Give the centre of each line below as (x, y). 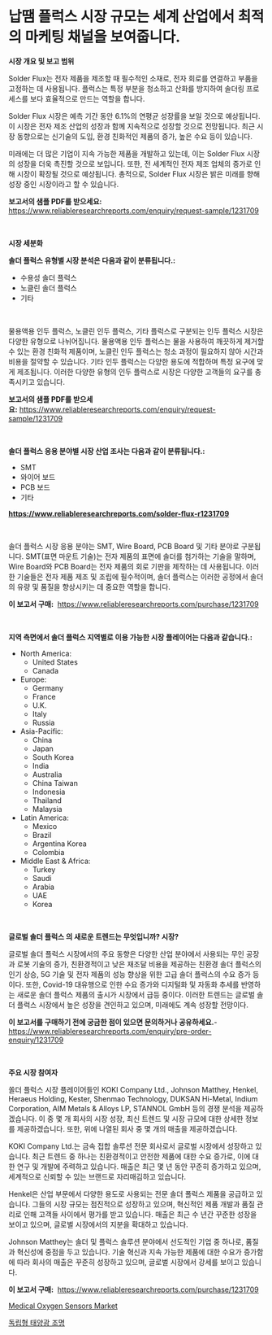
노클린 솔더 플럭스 (48, 288)
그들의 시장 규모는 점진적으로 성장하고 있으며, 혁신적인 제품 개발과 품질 (144, 1204)
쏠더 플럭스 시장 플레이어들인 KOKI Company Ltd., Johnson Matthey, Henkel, (133, 1089)
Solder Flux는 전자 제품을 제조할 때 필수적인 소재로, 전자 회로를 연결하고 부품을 (133, 78)
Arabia (43, 887)
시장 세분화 (26, 243)
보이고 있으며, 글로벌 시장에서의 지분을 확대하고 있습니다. (98, 1224)
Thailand (47, 800)
